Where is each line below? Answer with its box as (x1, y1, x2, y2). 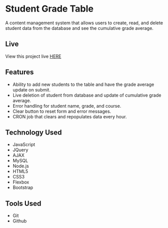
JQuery (12, 147, 29, 153)
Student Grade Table (5, 3, 94, 15)
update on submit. (12, 86, 51, 93)
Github (12, 218, 27, 224)
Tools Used (5, 199, 41, 208)
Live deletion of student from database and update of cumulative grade (12, 92, 161, 98)
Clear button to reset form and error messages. (12, 108, 111, 114)
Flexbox (12, 179, 29, 185)
